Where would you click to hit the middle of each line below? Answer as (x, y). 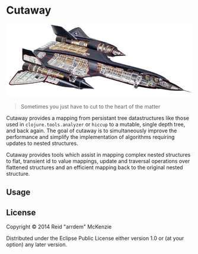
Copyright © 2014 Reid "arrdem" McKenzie (59, 227)
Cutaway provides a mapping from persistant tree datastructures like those (98, 118)
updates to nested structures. (42, 143)
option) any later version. (36, 245)
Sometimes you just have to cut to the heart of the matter (90, 106)
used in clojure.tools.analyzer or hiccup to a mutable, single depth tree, (96, 124)
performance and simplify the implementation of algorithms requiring (90, 136)
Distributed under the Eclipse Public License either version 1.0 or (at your (95, 238)
